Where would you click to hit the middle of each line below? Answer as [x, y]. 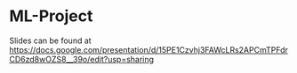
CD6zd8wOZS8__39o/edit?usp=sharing [81, 59]
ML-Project [51, 16]
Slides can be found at [50, 40]
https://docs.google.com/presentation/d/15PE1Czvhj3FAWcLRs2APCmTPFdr [149, 49]
